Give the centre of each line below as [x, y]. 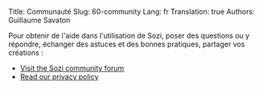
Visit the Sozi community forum [72, 68]
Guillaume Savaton [39, 20]
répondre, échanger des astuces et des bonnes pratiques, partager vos [127, 44]
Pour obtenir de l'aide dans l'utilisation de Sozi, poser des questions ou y [129, 36]
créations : [26, 53]
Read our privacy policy [59, 77]
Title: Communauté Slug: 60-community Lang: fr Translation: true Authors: [131, 12]
